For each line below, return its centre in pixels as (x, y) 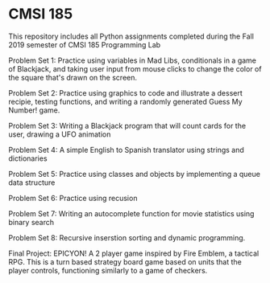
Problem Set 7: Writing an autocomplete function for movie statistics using (131, 213)
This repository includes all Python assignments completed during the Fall (131, 36)
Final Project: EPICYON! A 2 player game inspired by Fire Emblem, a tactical (134, 253)
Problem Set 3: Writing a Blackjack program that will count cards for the (127, 125)
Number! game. (34, 110)
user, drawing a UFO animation (60, 134)
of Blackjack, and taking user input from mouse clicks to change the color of (135, 68)
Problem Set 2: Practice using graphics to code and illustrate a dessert (126, 92)
